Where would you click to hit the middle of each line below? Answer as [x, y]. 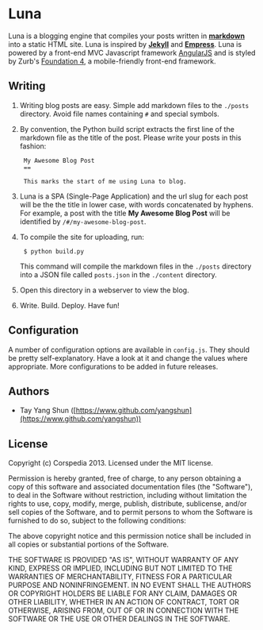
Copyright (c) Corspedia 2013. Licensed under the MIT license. [111, 463]
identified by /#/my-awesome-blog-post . [83, 221]
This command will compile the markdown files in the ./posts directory [135, 266]
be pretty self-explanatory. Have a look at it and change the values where [128, 358]
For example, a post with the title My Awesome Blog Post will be [125, 213]
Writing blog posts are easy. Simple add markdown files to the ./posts [134, 105]
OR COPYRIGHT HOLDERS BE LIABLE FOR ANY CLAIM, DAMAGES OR [123, 593]
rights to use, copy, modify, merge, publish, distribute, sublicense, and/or [128, 504]
